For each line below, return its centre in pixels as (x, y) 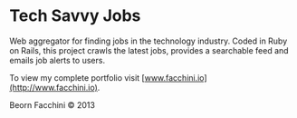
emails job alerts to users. (57, 60)
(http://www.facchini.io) (53, 87)
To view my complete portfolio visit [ (77, 77)
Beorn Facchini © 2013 (52, 104)
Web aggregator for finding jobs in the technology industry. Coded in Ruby (148, 41)
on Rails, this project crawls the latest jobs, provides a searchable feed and (149, 50)
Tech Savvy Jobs (75, 16)
